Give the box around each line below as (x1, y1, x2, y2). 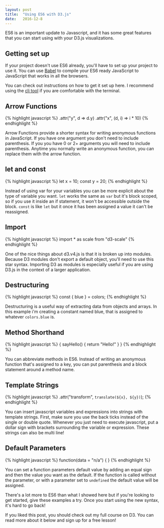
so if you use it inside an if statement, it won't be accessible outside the (5, 198, 150, 204)
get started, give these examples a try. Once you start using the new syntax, (5, 497, 160, 503)
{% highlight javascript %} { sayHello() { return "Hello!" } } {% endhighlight (5, 341, 156, 348)
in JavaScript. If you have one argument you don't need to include (5, 135, 139, 141)
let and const (5, 165, 46, 174)
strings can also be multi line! (5, 430, 65, 436)
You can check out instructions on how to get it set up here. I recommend (5, 82, 154, 89)
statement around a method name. (5, 367, 75, 373)
